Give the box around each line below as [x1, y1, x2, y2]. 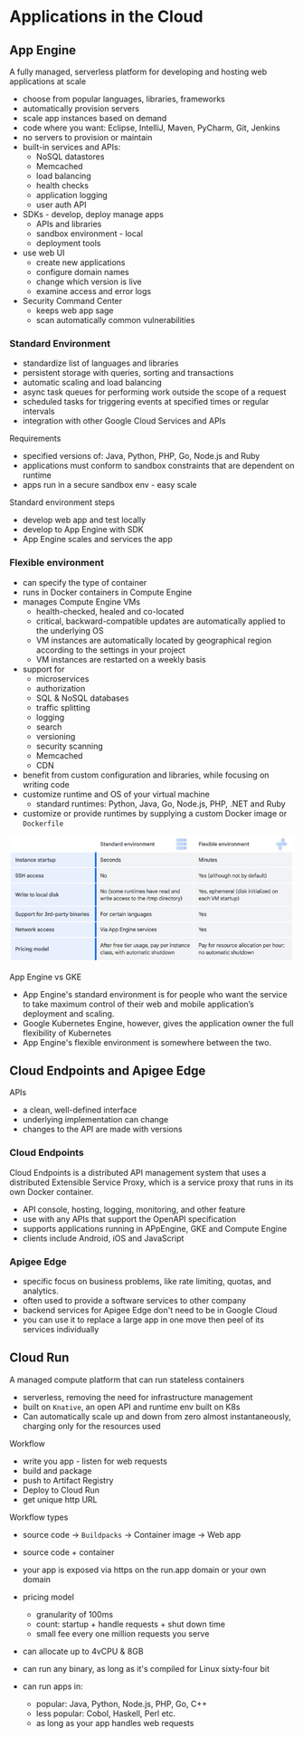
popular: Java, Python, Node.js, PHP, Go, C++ [35, 1698, 208, 1709]
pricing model [22, 1591, 75, 1602]
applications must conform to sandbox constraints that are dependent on [22, 460, 295, 472]
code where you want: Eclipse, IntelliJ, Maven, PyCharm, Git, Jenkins [22, 122, 280, 133]
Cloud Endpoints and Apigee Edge [9, 1063, 206, 1078]
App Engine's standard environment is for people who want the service [22, 988, 288, 999]
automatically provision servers [22, 103, 140, 114]
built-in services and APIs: [22, 142, 121, 152]
